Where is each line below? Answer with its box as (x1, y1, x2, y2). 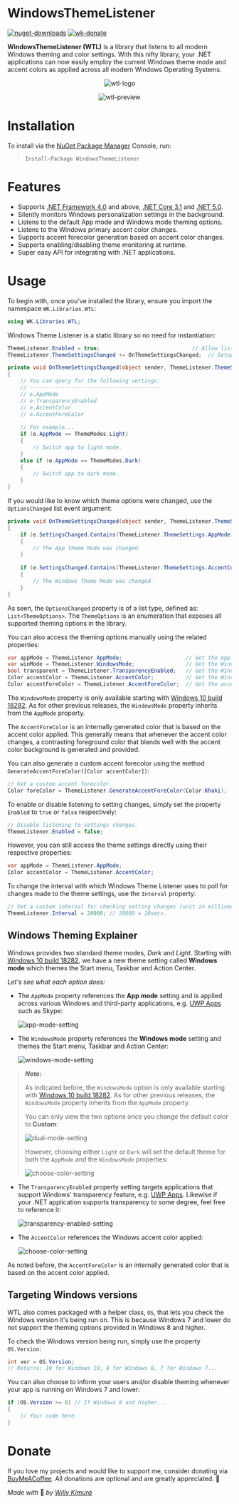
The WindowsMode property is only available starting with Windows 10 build (7, 693, 223, 702)
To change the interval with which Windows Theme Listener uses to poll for (7, 882, 228, 890)
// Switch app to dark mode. (33, 470, 119, 477)
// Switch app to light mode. (33, 444, 122, 451)
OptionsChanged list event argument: (7, 504, 112, 512)
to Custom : (24, 1119, 58, 1128)
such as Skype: (17, 1006, 63, 1015)
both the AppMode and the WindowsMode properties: (24, 1154, 169, 1164)
